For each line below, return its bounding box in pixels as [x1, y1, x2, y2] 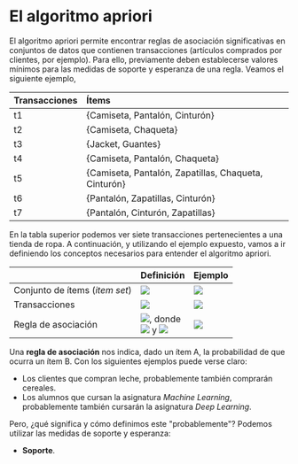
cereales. [21, 383, 57, 393]
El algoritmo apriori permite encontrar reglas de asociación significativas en [9, 35, 286, 46]
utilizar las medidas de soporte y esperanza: [9, 428, 171, 438]
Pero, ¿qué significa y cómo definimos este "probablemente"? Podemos [9, 418, 272, 429]
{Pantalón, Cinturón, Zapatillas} [86, 206, 216, 219]
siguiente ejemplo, [9, 73, 77, 83]
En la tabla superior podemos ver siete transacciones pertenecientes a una [9, 228, 284, 240]
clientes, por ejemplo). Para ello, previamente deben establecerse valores [9, 54, 278, 65]
